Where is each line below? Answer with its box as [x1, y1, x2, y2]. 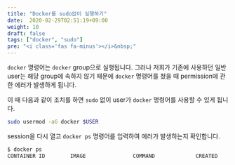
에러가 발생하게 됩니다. [14, 81, 77, 88]
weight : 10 [7, 23, 39, 30]
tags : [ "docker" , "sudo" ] [7, 37, 83, 44]
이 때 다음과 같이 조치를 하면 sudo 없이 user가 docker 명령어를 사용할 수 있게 [7, 95, 215, 104]
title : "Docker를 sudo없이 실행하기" [7, 10, 107, 18]
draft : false [7, 29, 46, 37]
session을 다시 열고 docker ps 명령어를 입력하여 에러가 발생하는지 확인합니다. [7, 131, 221, 140]
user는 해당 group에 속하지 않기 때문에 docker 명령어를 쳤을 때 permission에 [7, 72, 219, 80]
